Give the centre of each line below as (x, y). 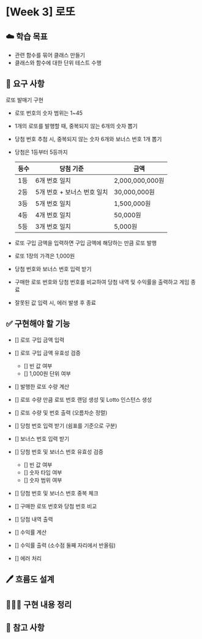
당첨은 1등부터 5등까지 (41, 152)
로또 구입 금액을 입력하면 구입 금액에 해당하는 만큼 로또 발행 (86, 243)
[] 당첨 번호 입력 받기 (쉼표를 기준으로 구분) (66, 426)
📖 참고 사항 (25, 628)
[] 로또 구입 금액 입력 (39, 340)
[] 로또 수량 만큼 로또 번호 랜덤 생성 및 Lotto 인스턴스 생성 (83, 399)
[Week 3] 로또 (41, 12)
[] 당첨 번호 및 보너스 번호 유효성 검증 (59, 451)
